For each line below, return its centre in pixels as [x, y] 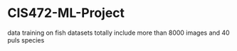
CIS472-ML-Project [66, 13]
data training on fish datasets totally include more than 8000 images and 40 [118, 33]
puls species [26, 40]
